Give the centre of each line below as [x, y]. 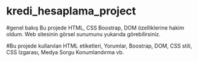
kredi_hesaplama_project [71, 11]
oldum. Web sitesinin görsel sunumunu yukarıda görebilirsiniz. [84, 34]
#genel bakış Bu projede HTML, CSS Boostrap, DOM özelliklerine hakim [95, 28]
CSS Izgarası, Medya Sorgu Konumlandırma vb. [65, 52]
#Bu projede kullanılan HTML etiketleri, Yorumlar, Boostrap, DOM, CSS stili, [99, 46]
